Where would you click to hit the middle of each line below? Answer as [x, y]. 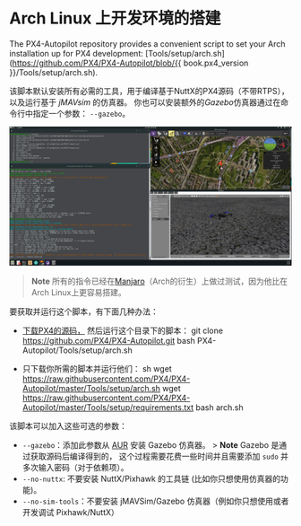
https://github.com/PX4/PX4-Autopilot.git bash [108, 341]
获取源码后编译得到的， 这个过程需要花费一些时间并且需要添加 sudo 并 [159, 456]
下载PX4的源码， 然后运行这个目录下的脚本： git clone [123, 330]
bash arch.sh [219, 408]
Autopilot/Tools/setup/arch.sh [77, 350]
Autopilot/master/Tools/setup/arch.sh [91, 388]
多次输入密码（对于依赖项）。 [75, 467]
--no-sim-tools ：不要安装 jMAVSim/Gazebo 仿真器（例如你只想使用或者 [155, 501]
